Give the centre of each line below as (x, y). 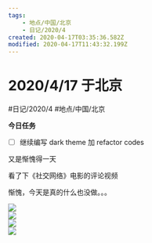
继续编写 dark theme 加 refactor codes (82, 143)
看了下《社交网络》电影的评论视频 (63, 176)
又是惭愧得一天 (32, 159)
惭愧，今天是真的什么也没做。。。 (60, 192)
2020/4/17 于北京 (65, 86)
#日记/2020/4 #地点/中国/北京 (57, 109)
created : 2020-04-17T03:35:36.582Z (66, 37)
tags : (17, 15)
